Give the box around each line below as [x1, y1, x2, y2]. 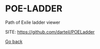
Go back [5, 38, 23, 45]
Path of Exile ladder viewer [5, 19, 60, 25]
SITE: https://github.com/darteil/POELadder [5, 29, 95, 35]
